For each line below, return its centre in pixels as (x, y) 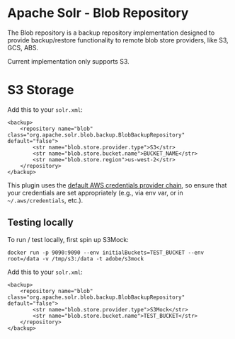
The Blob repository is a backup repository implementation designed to (111, 33)
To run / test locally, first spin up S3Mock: (68, 239)
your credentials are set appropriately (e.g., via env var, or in (95, 193)
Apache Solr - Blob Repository (98, 13)
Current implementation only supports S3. (68, 61)
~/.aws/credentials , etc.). (45, 200)
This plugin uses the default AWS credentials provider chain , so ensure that (117, 185)
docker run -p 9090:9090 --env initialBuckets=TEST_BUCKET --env (105, 253)
